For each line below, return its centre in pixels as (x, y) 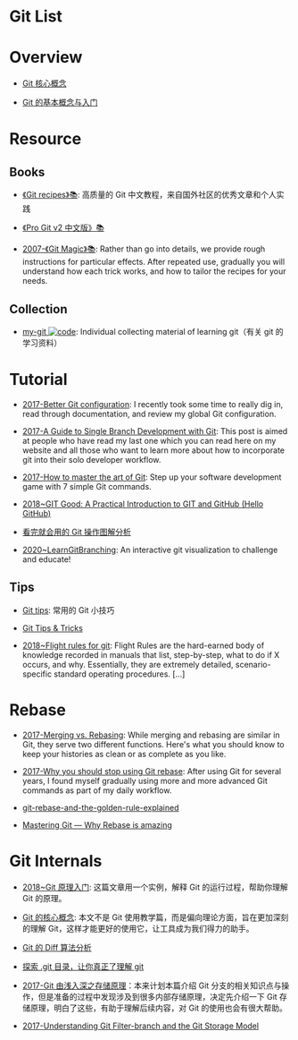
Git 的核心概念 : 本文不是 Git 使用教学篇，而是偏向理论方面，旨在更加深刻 (155, 917)
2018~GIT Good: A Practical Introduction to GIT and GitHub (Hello (143, 504)
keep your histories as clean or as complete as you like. (124, 754)
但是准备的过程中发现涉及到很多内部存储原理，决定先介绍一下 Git (158, 996)
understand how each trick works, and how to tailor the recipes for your (154, 271)
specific (37, 674)
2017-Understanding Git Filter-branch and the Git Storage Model (141, 1026)
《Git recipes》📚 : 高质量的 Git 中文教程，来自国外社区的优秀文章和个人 (149, 195)
